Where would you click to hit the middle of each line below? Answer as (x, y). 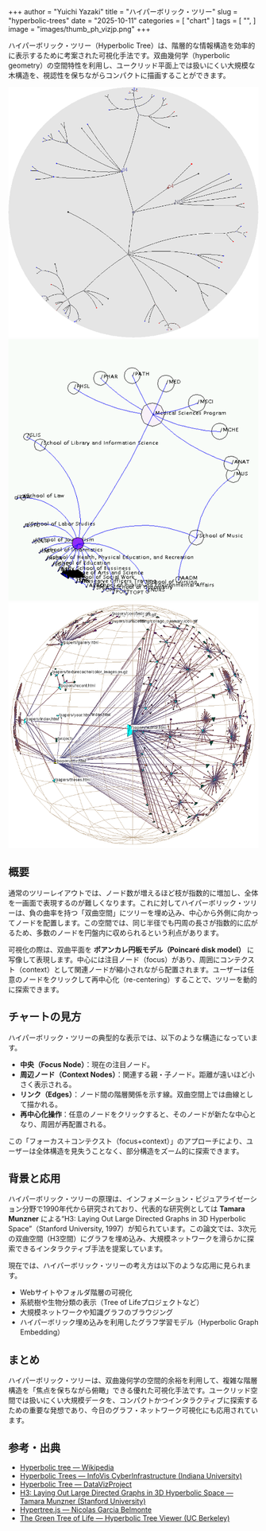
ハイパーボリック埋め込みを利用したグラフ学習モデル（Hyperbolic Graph (139, 1323)
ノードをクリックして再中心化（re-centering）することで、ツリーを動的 (139, 979)
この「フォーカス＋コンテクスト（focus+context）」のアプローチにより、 (127, 1141)
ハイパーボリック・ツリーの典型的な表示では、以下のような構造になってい (130, 1038)
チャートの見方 (45, 1017)
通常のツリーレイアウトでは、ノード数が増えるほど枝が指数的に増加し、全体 (133, 893)
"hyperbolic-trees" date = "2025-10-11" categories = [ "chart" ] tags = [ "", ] (132, 21)
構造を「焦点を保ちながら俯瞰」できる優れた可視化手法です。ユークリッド (130, 1390)
